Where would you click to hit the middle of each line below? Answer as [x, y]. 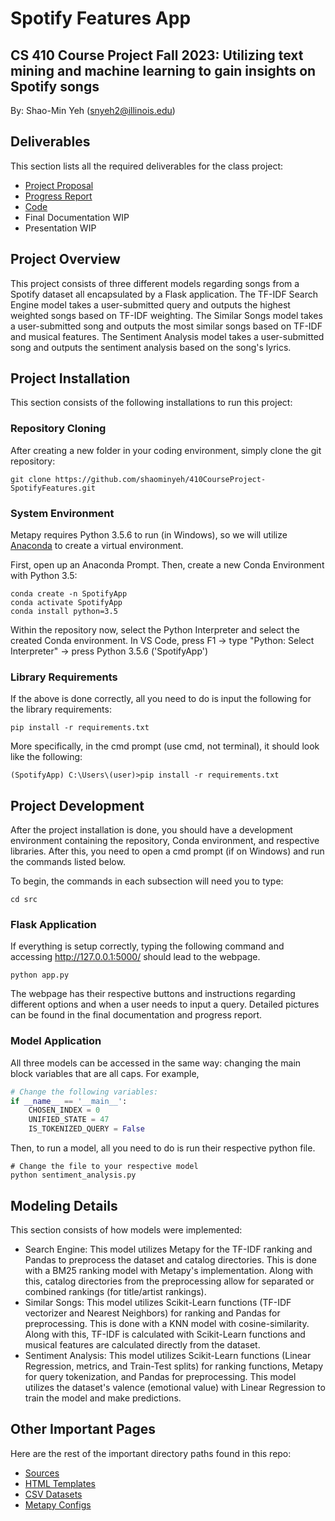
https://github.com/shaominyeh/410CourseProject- [160, 479]
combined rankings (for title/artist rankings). [115, 1291]
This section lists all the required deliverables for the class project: [147, 166]
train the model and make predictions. [103, 1398]
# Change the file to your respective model [104, 1167]
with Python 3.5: [44, 576]
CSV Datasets [53, 1494]
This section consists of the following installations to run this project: [151, 403]
